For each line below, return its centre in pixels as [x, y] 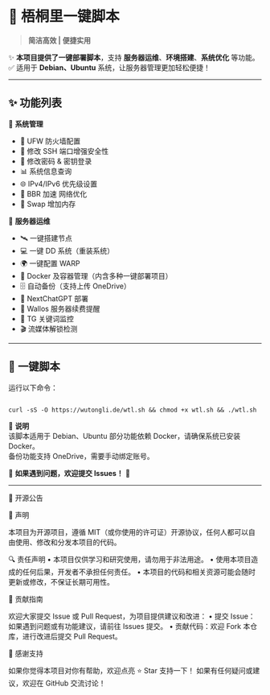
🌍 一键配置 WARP [50, 263]
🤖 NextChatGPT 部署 [54, 298]
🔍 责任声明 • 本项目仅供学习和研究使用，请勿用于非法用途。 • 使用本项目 [130, 559]
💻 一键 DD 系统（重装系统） [67, 250]
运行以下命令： [33, 387]
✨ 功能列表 [35, 103]
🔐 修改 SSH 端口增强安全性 [64, 151]
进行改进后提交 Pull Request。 [72, 636]
